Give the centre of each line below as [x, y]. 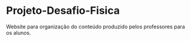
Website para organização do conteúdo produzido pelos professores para [95, 27]
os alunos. [19, 32]
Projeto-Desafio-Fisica [63, 11]
